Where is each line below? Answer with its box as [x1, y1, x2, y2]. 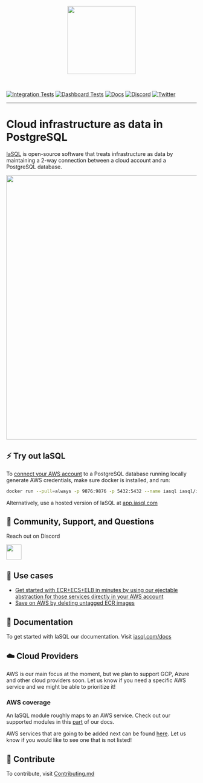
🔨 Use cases [6, 570, 54, 581]
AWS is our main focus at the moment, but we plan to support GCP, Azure [6, 670, 190, 677]
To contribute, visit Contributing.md [6, 770, 95, 777]
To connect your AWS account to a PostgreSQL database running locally [6, 470, 187, 477]
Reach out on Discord [6, 532, 60, 540]
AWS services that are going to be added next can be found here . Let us [6, 730, 186, 737]
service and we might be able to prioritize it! [6, 683, 116, 690]
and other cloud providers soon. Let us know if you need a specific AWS [6, 677, 186, 684]
